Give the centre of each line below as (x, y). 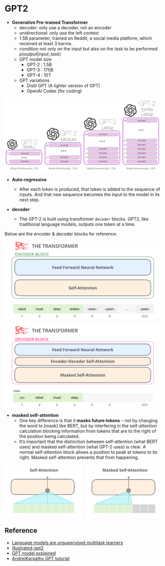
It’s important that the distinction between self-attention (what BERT (88, 441)
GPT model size (35, 59)
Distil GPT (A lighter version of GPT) (63, 85)
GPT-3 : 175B (40, 69)
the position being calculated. (49, 436)
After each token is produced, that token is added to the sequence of (90, 189)
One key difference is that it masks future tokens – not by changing (88, 420)
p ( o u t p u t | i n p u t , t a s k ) (40, 54)
